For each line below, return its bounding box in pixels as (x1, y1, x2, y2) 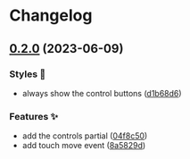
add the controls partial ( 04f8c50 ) (21, 130, 148, 141)
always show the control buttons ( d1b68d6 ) (21, 88, 182, 98)
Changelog (9, 5, 93, 26)
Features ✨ (9, 110, 59, 122)
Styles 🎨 (9, 68, 46, 80)
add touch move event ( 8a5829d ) (21, 140, 146, 151)
